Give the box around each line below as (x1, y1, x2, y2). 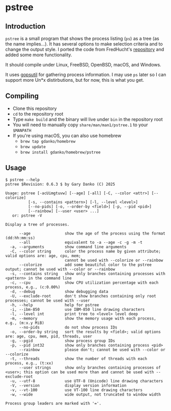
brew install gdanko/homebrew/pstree (20, 150, 101, 155)
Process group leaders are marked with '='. (5, 401, 102, 406)
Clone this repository (12, 105, 57, 111)
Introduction (5, 22, 46, 31)
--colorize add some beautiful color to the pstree (18, 262, 152, 267)
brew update (20, 144, 46, 149)
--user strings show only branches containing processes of (18, 365, 161, 370)
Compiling (5, 92, 39, 101)
